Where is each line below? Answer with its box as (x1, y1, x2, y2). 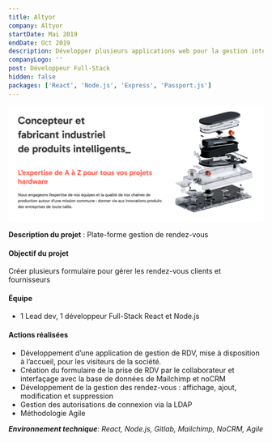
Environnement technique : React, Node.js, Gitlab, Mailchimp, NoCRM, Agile (8, 423, 264, 433)
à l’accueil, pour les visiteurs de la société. (19, 356, 162, 366)
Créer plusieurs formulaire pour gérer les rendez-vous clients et (8, 266, 221, 276)
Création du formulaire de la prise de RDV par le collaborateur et (19, 365, 235, 375)
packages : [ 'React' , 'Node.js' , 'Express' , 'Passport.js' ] (8, 81, 212, 89)
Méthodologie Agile (19, 408, 86, 418)
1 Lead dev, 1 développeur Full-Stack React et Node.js (19, 312, 200, 321)
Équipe (8, 293, 33, 303)
